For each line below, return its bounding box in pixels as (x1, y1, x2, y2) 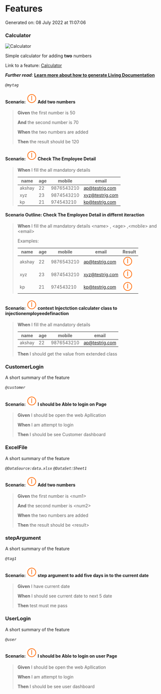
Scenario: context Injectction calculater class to (5, 305, 118, 311)
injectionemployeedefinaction (5, 310, 69, 316)
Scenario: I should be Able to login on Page (5, 401, 107, 407)
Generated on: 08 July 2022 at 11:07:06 (5, 19, 86, 25)
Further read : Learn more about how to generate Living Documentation (5, 72, 155, 78)
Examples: (17, 237, 39, 244)
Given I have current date (17, 583, 70, 589)
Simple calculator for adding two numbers (5, 53, 92, 59)
